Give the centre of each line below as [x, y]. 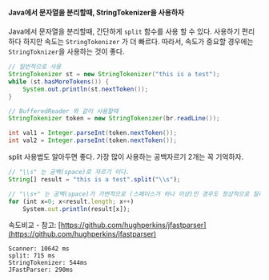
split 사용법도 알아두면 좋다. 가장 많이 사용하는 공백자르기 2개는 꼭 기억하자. [126, 157]
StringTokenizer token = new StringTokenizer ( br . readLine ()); [114, 119]
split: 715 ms [32, 256]
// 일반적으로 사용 [35, 67]
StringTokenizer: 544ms [48, 263]
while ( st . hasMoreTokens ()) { [59, 81]
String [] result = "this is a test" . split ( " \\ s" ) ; [94, 179]
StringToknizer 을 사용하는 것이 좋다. [66, 51]
